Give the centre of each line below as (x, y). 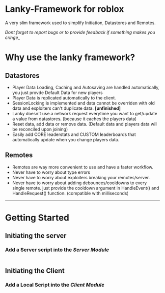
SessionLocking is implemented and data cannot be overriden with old (83, 103)
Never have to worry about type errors (51, 172)
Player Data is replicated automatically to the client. (64, 98)
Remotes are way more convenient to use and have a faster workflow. (83, 167)
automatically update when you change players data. (66, 139)
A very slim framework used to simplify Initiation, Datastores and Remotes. (81, 23)
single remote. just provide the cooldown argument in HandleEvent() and (86, 188)
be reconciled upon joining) (40, 129)
